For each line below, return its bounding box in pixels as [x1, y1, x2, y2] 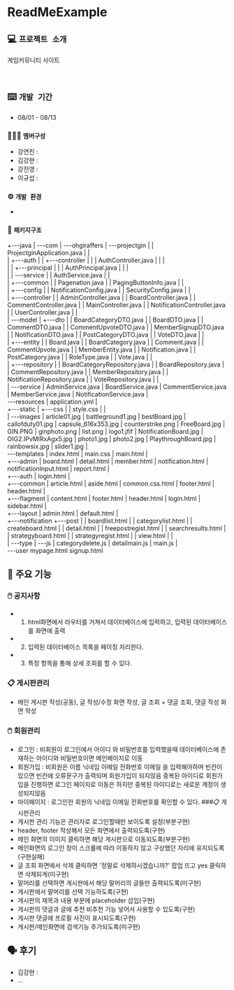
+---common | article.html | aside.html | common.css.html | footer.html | [7, 479, 215, 488]
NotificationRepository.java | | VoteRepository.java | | [7, 375, 159, 383]
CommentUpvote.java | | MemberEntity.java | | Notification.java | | [7, 345, 196, 354]
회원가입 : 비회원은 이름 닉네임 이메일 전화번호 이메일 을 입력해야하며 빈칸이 [17, 762, 223, 771]
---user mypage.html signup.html [7, 546, 103, 554]
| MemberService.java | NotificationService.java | [7, 390, 149, 398]
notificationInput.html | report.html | [7, 464, 110, 473]
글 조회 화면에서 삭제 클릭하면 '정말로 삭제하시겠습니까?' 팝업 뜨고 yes [17, 861, 208, 869]
